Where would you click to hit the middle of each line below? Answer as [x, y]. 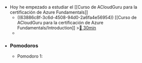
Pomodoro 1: [30, 56]
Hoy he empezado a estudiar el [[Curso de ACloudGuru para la [73, 7]
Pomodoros [24, 45]
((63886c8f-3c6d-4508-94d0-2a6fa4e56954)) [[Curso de [77, 17]
